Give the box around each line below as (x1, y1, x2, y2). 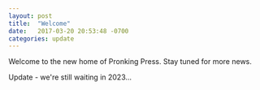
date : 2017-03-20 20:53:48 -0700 (8, 27, 129, 35)
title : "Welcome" (8, 19, 71, 28)
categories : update (8, 34, 75, 43)
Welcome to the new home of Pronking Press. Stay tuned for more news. (8, 57, 252, 66)
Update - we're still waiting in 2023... (8, 72, 132, 82)
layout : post (8, 11, 53, 20)
